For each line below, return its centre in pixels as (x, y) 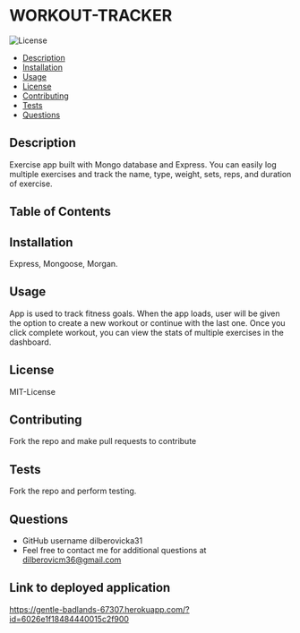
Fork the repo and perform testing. (73, 491)
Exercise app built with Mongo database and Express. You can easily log (143, 164)
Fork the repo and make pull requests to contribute (103, 441)
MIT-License (33, 391)
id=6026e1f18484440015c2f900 (69, 619)
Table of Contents (60, 212)
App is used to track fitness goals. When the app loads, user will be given (145, 313)
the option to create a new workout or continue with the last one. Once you (147, 322)
